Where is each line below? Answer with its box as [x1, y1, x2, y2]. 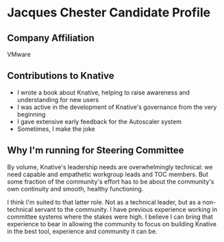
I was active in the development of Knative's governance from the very [16, 103, 217, 111]
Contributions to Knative [7, 70, 114, 82]
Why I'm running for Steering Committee [7, 145, 184, 156]
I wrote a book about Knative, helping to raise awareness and [16, 88, 190, 97]
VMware [7, 50, 31, 58]
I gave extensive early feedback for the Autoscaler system [16, 117, 182, 125]
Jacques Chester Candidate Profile [7, 5, 211, 21]
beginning [16, 110, 46, 118]
